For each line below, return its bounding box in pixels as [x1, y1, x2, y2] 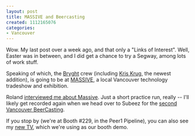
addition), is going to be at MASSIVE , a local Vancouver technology [6, 76, 168, 83]
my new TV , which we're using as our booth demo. [6, 124, 129, 131]
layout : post [6, 8, 38, 15]
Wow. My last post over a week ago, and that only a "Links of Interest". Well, [6, 46, 190, 53]
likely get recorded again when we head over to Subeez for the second [6, 100, 177, 107]
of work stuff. [6, 59, 39, 66]
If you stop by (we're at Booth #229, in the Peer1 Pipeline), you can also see [6, 117, 189, 124]
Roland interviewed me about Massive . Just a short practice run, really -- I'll [6, 94, 189, 101]
